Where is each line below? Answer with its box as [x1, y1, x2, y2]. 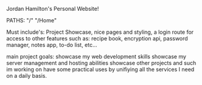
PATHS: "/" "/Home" [6, 17, 57, 24]
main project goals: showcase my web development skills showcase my [6, 53, 187, 60]
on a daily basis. [6, 72, 47, 79]
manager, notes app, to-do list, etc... [6, 42, 97, 48]
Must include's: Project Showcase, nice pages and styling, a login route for [6, 28, 194, 36]
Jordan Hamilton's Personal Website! [6, 5, 99, 12]
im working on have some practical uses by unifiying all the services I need [6, 66, 195, 73]
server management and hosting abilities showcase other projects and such [6, 60, 197, 66]
